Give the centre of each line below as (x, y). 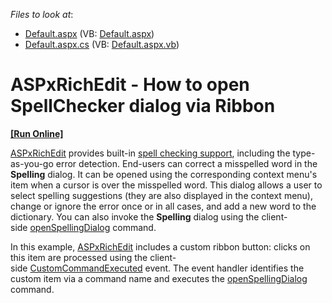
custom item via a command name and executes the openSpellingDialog (159, 278)
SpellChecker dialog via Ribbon (143, 106)
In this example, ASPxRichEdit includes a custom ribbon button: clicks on (160, 246)
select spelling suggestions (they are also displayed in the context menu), (161, 195)
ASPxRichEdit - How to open (130, 85)
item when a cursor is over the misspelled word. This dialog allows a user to (166, 185)
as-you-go (32, 163)
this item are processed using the (79, 257)
